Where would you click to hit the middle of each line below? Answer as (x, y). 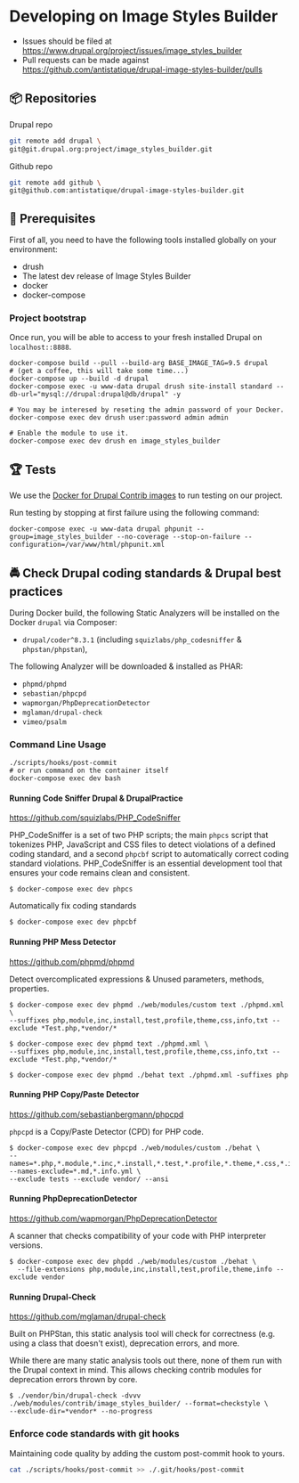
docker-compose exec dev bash (65, 778)
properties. (29, 988)
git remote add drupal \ (55, 141)
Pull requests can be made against (85, 60)
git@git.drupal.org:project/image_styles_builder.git (111, 149)
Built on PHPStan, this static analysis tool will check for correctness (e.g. (142, 1334)
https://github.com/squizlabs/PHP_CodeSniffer (95, 818)
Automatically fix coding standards (73, 906)
